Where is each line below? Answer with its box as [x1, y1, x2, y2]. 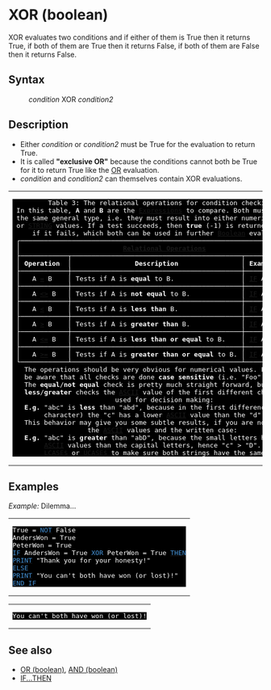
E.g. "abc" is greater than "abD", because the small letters [23, 433, 258, 442]
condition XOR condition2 [28, 95, 114, 104]
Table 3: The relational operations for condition [48, 198, 238, 207]
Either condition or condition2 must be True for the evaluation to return [19, 139, 256, 149]
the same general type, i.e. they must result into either [15, 213, 238, 222]
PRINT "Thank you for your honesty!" [12, 556, 151, 565]
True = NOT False [12, 526, 77, 535]
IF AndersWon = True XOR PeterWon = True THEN [12, 549, 187, 557]
